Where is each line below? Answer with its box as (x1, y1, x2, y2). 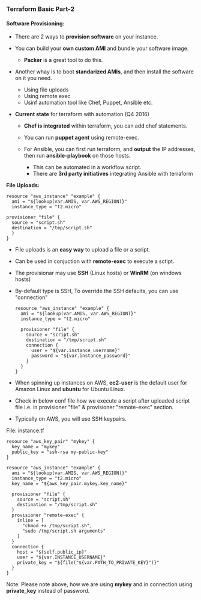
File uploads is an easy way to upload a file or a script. (14, 246, 151, 253)
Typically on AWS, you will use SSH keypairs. (14, 415, 127, 422)
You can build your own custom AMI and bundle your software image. (14, 45, 189, 52)
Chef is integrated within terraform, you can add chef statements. (23, 122, 188, 129)
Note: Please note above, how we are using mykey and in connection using (6, 581, 193, 588)
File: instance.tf (6, 427, 44, 435)
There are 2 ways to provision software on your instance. (14, 33, 158, 40)
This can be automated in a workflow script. (32, 164, 142, 171)
